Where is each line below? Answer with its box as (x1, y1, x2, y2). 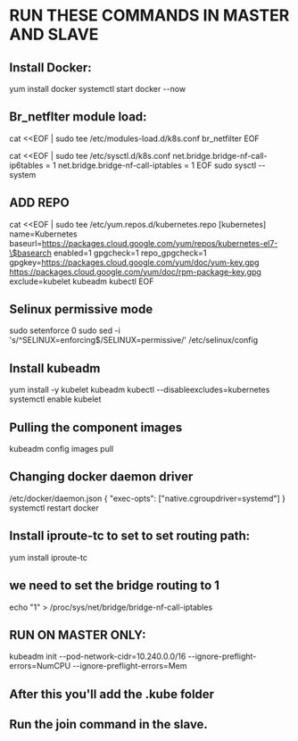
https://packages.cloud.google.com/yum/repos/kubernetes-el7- (41, 237, 278, 248)
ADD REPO (9, 196, 70, 211)
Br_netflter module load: (9, 109, 147, 125)
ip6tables (9, 160, 44, 171)
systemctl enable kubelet (9, 394, 102, 404)
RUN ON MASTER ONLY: (9, 627, 146, 643)
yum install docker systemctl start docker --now (9, 84, 186, 94)
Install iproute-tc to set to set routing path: (9, 529, 251, 544)
